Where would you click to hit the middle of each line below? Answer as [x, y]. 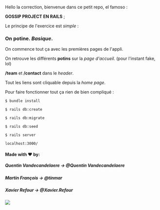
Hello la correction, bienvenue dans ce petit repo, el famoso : [66, 7]
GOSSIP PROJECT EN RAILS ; [35, 16]
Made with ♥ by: [22, 154]
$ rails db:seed [21, 127]
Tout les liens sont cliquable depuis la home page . [55, 83]
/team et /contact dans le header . [40, 73]
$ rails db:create [24, 110]
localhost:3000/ [21, 144]
